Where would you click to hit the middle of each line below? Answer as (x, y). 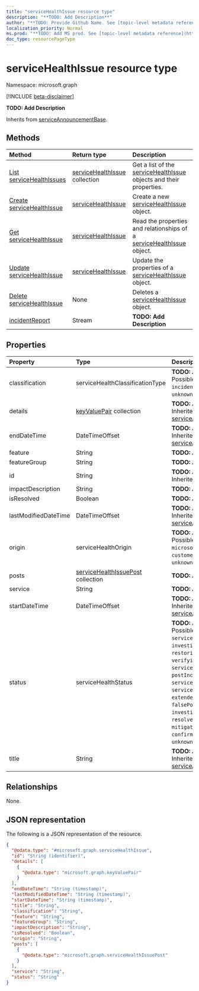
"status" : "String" (36, 977)
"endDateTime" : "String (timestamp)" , (60, 889)
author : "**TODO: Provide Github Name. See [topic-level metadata (90, 23)
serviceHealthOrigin (104, 547)
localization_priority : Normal (45, 28)
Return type (89, 155)
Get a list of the (153, 165)
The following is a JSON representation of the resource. (74, 834)
